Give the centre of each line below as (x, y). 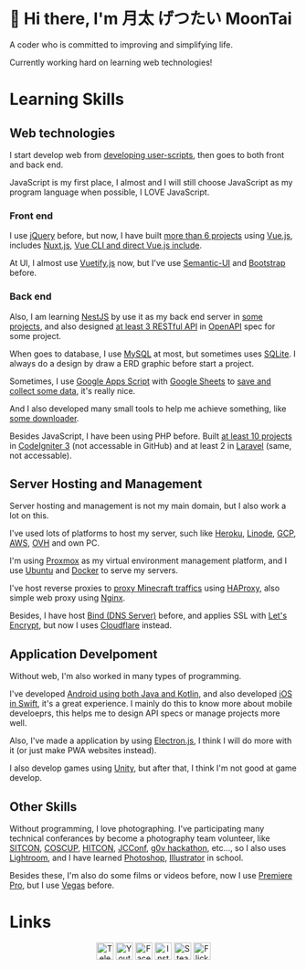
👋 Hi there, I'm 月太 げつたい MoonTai (151, 19)
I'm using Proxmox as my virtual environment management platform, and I (148, 561)
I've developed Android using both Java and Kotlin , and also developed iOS (151, 694)
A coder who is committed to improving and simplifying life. (121, 44)
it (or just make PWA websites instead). (83, 751)
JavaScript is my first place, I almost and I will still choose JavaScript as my (151, 182)
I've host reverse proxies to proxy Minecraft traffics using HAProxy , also (145, 588)
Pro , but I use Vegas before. (62, 885)
